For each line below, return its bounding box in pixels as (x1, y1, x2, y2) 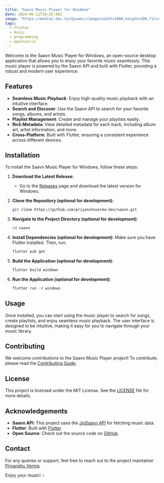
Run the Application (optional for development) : (12, 276, 111, 282)
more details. (5, 393, 32, 399)
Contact (5, 444, 30, 453)
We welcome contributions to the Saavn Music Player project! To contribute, (5, 355, 158, 361)
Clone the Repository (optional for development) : (12, 198, 114, 204)
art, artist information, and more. (12, 126, 78, 132)
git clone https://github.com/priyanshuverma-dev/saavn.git (12, 207, 137, 212)
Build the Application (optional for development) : (12, 258, 114, 264)
